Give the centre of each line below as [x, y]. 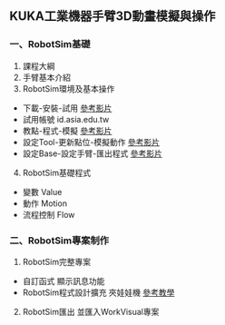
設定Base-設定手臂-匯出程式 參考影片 [93, 153]
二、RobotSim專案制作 [59, 241]
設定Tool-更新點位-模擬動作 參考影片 [91, 142]
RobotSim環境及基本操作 [68, 88]
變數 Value [42, 192]
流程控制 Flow [49, 214]
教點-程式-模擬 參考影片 [67, 131]
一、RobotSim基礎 [50, 44]
